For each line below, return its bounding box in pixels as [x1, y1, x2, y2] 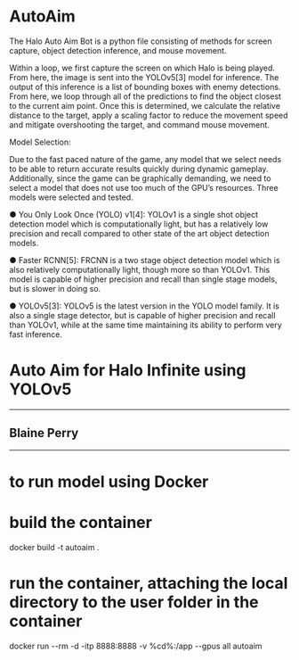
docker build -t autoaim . [9, 541, 100, 552]
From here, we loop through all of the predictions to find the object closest [9, 91, 282, 102]
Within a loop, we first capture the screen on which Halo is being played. [9, 62, 276, 73]
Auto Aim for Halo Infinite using [9, 360, 246, 381]
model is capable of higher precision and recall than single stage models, [9, 274, 278, 285]
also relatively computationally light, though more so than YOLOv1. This [9, 264, 271, 275]
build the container [9, 513, 153, 532]
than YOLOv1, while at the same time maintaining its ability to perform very [9, 319, 282, 330]
